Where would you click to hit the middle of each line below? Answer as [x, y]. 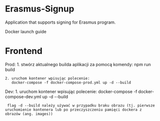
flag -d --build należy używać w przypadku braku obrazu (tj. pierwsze [81, 105]
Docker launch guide [26, 31]
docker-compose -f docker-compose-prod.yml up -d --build [71, 82]
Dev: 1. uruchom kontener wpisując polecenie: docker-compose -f [71, 91]
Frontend [24, 51]
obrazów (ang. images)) [29, 114]
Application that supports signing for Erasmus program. [60, 22]
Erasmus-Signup [40, 9]
